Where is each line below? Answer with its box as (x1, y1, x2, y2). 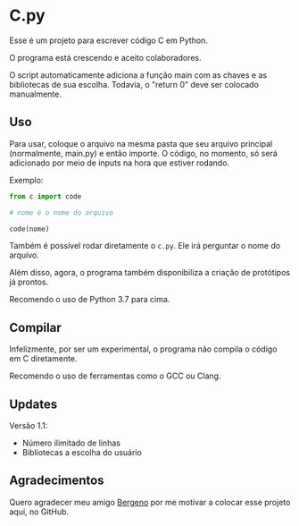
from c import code (9, 191, 82, 201)
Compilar (9, 319, 62, 335)
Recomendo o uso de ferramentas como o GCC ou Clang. (9, 370, 221, 381)
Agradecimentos (9, 473, 104, 488)
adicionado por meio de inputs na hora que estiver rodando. (9, 157, 230, 168)
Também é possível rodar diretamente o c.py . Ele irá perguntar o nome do (9, 241, 281, 251)
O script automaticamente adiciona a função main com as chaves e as (9, 69, 268, 81)
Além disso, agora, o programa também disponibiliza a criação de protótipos (9, 267, 291, 278)
